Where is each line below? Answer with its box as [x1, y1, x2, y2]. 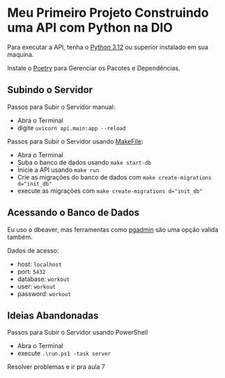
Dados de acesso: [7, 246, 59, 254]
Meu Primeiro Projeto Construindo [7, 5, 209, 21]
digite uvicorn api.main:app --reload [17, 124, 126, 132]
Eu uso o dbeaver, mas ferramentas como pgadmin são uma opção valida [7, 225, 219, 233]
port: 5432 [17, 267, 46, 275]
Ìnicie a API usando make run [17, 166, 100, 174]
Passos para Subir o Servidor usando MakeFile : [7, 137, 143, 145]
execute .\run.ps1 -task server [17, 349, 111, 358]
